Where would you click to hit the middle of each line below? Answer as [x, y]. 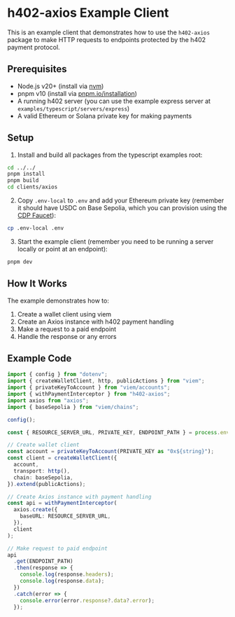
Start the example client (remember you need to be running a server [115, 241]
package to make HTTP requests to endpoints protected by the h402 [107, 39]
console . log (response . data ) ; [62, 581]
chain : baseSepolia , [43, 478]
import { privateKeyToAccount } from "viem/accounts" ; [89, 388]
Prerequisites [37, 69]
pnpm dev [20, 262]
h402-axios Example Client [88, 13]
